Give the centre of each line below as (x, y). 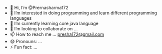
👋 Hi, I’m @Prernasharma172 (39, 8)
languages (21, 18)
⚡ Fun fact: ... (23, 47)
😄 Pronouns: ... (26, 41)
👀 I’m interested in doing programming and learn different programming (83, 13)
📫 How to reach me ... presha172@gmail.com (57, 34)
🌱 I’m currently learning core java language (54, 23)
